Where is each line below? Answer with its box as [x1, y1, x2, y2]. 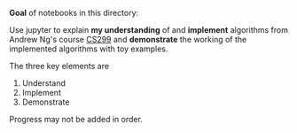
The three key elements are [9, 61, 109, 71]
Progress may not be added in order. [9, 114, 144, 124]
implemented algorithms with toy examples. [9, 43, 168, 54]
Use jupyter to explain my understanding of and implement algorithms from [9, 25, 288, 35]
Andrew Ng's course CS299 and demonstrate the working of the [9, 35, 247, 44]
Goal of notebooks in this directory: [9, 8, 139, 18]
